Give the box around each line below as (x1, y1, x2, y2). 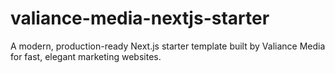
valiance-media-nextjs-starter (10, 7, 270, 30)
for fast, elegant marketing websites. (10, 50, 162, 62)
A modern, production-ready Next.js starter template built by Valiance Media (10, 40, 326, 52)
